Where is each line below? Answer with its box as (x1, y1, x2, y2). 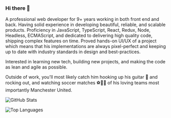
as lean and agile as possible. (5, 64, 68, 70)
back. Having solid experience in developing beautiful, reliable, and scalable (5, 21, 166, 28)
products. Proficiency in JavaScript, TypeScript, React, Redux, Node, (5, 27, 151, 33)
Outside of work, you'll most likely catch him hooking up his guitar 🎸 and (5, 74, 158, 80)
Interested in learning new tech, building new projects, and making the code (5, 59, 165, 65)
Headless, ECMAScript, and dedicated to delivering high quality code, (5, 33, 153, 39)
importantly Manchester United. (5, 87, 73, 93)
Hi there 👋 (5, 5, 31, 12)
